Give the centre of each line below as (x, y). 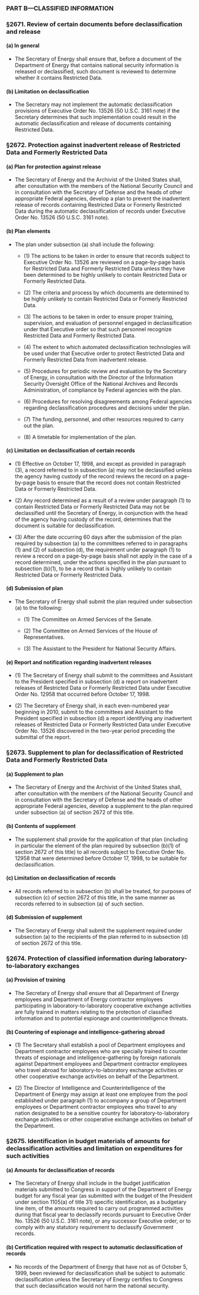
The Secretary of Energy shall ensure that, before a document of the (98, 59)
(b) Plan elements (28, 231)
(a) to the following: (38, 607)
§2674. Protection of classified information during (79, 958)
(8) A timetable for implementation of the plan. (80, 437)
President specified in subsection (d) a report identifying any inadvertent (103, 718)
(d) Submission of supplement (44, 917)
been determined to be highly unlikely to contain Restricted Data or (105, 274)
